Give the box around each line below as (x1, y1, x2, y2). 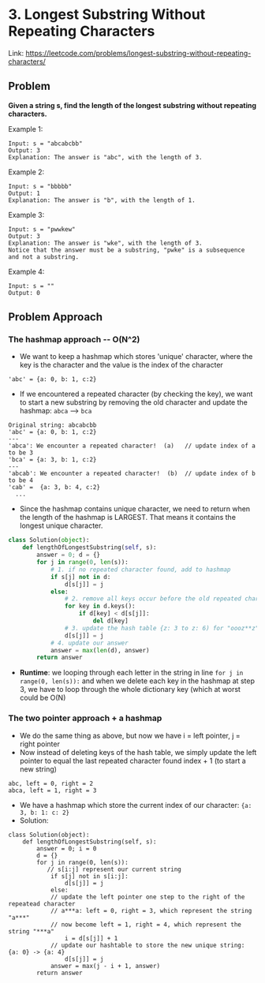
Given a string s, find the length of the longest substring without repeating (8, 100, 257, 110)
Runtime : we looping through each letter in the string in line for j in (19, 668, 244, 678)
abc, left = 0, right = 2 (8, 779, 93, 787)
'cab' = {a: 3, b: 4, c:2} (8, 484, 101, 491)
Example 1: (8, 124, 43, 133)
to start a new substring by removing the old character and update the (19, 398, 248, 407)
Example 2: (8, 167, 45, 177)
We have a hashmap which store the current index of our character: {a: (19, 800, 252, 809)
